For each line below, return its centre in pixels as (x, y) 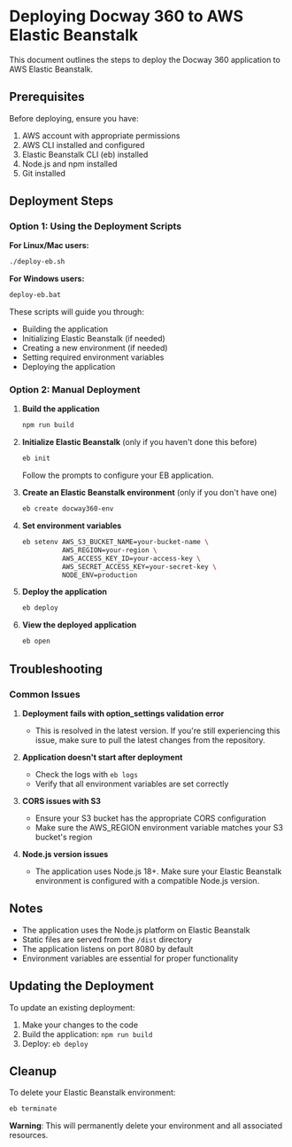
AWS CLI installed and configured (83, 144)
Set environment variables (72, 526)
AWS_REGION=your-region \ (109, 550)
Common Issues (45, 694)
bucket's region (64, 837)
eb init (36, 458)
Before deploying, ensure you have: (74, 118)
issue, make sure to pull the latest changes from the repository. (150, 740)
